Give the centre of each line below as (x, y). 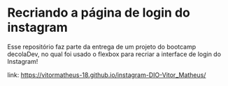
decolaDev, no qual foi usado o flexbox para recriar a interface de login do (114, 54)
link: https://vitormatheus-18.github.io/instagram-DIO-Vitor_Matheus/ (107, 75)
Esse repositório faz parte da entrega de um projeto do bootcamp (102, 46)
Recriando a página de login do (99, 13)
